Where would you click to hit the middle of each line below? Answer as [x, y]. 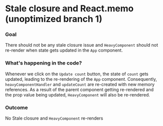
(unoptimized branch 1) [54, 19]
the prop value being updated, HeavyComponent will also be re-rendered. [78, 94]
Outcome [17, 107]
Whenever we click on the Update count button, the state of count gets [77, 74]
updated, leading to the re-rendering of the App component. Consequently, [81, 79]
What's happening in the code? [44, 63]
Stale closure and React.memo [69, 9]
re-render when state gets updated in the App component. [64, 50]
